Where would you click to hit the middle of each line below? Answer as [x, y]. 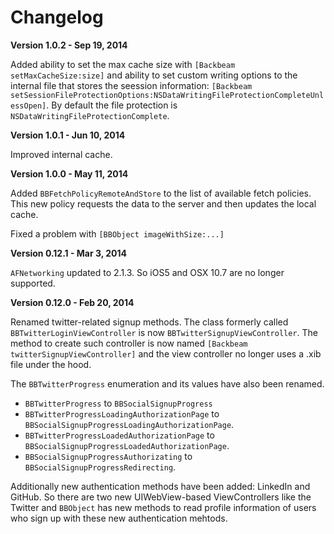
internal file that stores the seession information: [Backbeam [131, 85]
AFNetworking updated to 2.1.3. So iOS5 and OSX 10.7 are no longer [147, 272]
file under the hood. [51, 364]
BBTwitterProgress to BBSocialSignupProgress [118, 403]
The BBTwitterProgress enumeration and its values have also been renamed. [167, 383]
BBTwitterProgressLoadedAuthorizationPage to [119, 435]
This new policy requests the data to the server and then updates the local [163, 203]
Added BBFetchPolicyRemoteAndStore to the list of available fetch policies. [161, 193]
